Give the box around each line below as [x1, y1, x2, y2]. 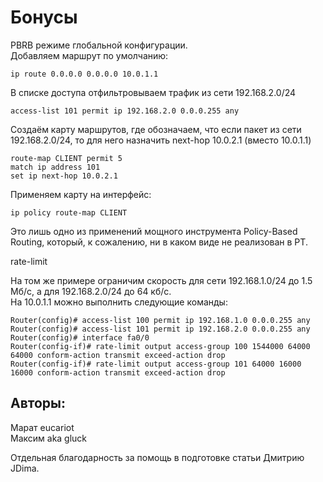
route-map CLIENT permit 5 [10, 153, 123, 163]
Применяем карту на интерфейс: [10, 188, 152, 200]
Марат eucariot [10, 421, 75, 433]
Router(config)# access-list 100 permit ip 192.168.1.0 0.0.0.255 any [10, 315, 311, 325]
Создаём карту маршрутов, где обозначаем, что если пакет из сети [10, 123, 302, 135]
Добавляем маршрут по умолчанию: [10, 49, 169, 61]
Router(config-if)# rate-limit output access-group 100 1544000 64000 [10, 341, 311, 351]
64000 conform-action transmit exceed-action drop [10, 350, 226, 360]
